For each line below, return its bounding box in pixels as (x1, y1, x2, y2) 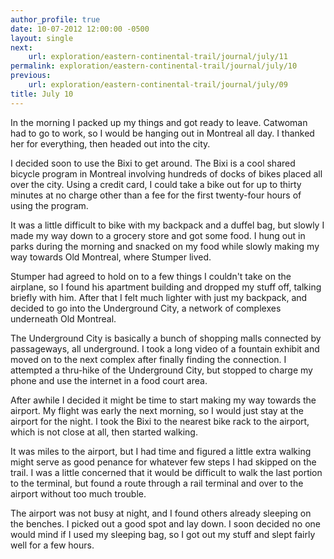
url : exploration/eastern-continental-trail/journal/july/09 (28, 80, 288, 90)
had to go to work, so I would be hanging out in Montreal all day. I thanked (10, 127, 315, 139)
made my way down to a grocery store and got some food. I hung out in (10, 229, 306, 241)
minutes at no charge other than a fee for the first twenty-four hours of (10, 189, 302, 201)
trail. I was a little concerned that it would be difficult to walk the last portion (10, 466, 323, 478)
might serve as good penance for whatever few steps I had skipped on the (10, 456, 317, 468)
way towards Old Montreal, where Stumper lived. (10, 251, 212, 263)
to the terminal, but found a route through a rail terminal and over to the (10, 477, 304, 489)
